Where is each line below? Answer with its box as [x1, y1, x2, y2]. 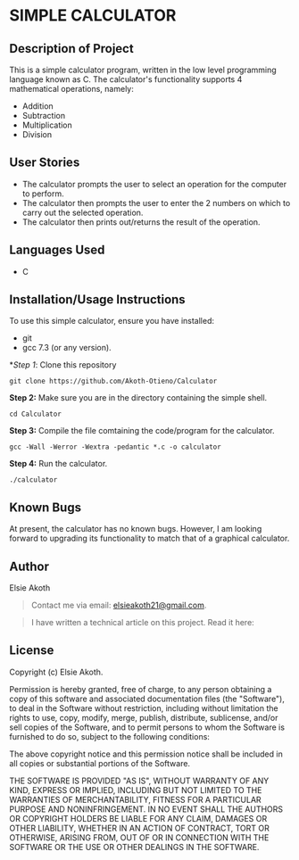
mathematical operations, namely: [9, 84, 134, 94]
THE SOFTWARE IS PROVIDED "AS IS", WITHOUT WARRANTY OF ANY [9, 775, 270, 786]
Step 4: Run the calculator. [9, 459, 108, 469]
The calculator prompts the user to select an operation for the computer [21, 178, 287, 189]
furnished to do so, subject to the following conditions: [9, 731, 210, 741]
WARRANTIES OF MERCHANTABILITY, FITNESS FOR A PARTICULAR [9, 794, 262, 805]
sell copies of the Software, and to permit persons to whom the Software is [9, 722, 286, 732]
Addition [21, 101, 54, 112]
